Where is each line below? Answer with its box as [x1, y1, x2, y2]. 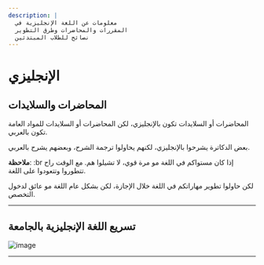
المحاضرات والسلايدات [8, 98, 108, 111]
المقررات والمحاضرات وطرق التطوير [15, 26, 128, 34]
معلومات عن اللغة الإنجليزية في [15, 19, 118, 27]
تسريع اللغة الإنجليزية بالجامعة [8, 220, 136, 233]
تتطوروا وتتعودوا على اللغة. [8, 166, 86, 176]
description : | [8, 11, 58, 20]
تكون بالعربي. [8, 127, 48, 137]
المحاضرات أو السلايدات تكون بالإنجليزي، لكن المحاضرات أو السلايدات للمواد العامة [8, 119, 249, 129]
